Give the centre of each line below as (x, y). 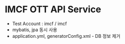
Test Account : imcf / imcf (39, 24)
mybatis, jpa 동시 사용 (35, 30)
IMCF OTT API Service (53, 9)
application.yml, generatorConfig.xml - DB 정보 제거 (66, 36)
